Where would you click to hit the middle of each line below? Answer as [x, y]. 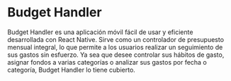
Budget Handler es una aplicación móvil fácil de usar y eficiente [100, 32]
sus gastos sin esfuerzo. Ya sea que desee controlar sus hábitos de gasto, [116, 55]
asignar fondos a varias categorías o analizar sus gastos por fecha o [107, 62]
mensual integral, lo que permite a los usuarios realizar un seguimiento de [115, 47]
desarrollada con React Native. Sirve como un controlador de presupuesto [116, 39]
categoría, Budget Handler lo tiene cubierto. [72, 70]
